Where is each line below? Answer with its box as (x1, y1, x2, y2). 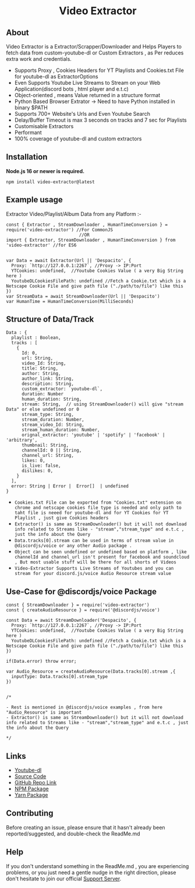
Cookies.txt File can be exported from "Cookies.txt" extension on (14, 500, 182, 506)
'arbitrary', (6, 437, 38, 443)
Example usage (6, 195, 63, 205)
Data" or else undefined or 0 (6, 407, 80, 412)
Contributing (6, 808, 54, 818)
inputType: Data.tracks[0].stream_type (11, 674, 108, 680)
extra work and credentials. (6, 56, 72, 62)
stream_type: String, (21, 412, 75, 418)
